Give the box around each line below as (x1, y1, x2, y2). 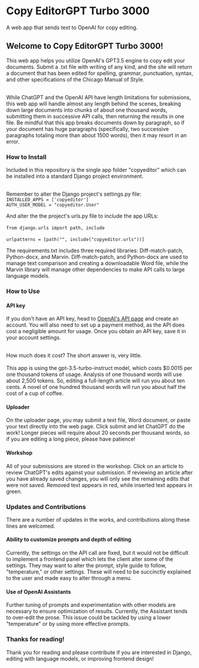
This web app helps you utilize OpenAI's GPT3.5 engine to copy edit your (6, 57, 185, 64)
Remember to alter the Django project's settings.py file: (6, 190, 141, 197)
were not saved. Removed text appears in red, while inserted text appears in (6, 481, 193, 488)
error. (6, 138, 20, 145)
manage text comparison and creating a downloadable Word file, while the (6, 260, 188, 267)
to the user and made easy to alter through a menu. (6, 575, 132, 582)
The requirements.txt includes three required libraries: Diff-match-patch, (6, 247, 184, 254)
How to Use (6, 287, 40, 295)
